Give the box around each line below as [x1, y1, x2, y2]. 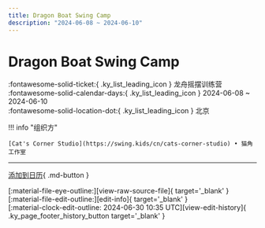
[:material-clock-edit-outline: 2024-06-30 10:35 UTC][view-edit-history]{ [8, 203, 247, 212]
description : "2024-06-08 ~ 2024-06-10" [8, 19, 144, 27]
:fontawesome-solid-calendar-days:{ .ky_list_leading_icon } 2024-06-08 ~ [8, 88, 251, 98]
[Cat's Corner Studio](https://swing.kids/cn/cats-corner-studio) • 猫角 [8, 140, 254, 148]
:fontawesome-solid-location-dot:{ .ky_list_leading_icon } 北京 [8, 106, 210, 116]
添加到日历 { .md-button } [8, 171, 89, 180]
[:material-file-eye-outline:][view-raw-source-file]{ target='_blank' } [8, 186, 230, 196]
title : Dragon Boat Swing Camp [8, 11, 111, 20]
